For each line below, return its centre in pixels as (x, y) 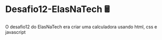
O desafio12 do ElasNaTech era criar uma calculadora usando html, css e (81, 27)
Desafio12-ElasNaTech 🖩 (57, 9)
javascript (16, 32)
